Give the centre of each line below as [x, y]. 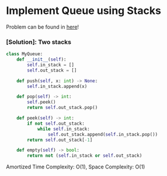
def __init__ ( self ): [41, 59]
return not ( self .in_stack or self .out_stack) [85, 156]
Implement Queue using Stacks [84, 11]
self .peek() [42, 102]
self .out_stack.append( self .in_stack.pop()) [103, 134]
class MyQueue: [25, 54]
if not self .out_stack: [56, 124]
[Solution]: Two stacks [39, 42]
